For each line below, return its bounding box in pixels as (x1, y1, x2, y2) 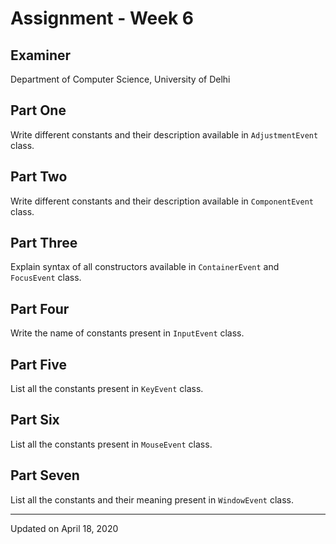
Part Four (10, 300, 70, 317)
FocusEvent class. (10, 272, 82, 284)
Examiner (10, 47, 72, 64)
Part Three (10, 235, 78, 252)
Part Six (10, 412, 60, 429)
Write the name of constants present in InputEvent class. (10, 327, 245, 339)
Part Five (10, 356, 67, 373)
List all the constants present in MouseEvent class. (10, 438, 213, 450)
